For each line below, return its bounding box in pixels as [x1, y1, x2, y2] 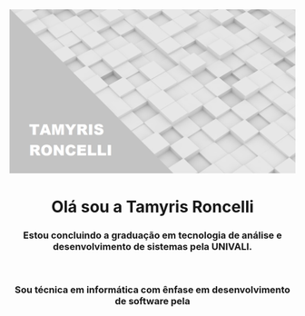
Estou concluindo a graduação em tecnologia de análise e [23, 229, 282, 242]
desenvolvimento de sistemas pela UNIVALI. [53, 241, 252, 253]
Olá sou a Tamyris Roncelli [51, 197, 254, 217]
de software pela [114, 295, 191, 308]
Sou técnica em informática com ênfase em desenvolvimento [15, 283, 290, 296]
